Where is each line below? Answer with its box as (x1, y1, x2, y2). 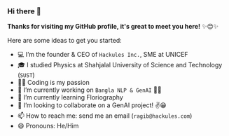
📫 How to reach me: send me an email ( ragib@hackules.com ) (17, 111, 193, 120)
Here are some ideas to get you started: (7, 36, 123, 45)
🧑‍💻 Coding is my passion (17, 79, 90, 87)
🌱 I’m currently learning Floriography (17, 93, 124, 102)
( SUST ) (17, 71, 35, 79)
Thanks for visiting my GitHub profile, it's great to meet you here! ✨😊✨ (7, 22, 219, 31)
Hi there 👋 (7, 6, 42, 16)
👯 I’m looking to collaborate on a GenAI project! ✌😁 (17, 101, 167, 109)
